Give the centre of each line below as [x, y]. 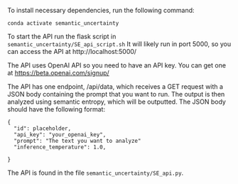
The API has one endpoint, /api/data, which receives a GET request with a [115, 87]
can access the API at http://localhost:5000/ [72, 52]
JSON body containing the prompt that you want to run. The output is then [116, 94]
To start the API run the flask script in [62, 36]
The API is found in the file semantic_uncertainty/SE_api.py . [96, 173]
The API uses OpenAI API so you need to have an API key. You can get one [117, 65]
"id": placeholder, [43, 129]
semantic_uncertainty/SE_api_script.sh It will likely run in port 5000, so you [119, 44]
